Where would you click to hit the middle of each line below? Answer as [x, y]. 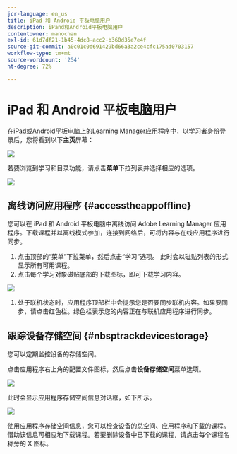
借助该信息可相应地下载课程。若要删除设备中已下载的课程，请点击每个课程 [115, 435]
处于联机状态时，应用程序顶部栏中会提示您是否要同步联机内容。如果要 [120, 303]
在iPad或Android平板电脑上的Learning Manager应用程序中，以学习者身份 [114, 131]
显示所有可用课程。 [45, 265]
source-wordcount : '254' [44, 60]
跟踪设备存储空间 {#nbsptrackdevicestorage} [108, 336]
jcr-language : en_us [38, 14]
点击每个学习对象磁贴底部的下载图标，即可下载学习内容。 [101, 274]
